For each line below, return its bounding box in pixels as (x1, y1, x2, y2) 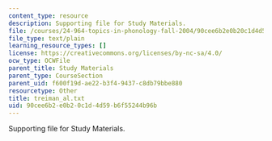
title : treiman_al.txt (8, 94, 85, 102)
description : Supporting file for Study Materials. (8, 19, 186, 27)
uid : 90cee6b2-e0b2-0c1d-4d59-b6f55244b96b (8, 102, 158, 110)
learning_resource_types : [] (8, 42, 107, 50)
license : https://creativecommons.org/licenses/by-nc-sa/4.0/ (8, 49, 223, 57)
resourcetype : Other (8, 86, 79, 95)
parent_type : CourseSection (8, 72, 104, 80)
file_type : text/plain (8, 34, 85, 43)
